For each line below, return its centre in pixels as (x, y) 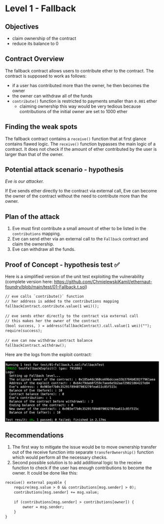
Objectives (22, 27)
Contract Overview (35, 59)
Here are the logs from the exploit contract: (48, 355)
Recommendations (34, 435)
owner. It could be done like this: (45, 473)
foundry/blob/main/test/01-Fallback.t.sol (45, 287)
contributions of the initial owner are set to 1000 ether (73, 111)
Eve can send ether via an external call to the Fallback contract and (80, 239)
